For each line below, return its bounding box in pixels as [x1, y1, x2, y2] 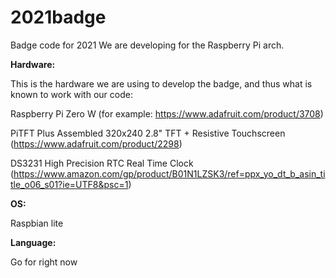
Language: [10, 236, 57, 248]
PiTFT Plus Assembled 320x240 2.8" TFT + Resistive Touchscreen [10, 127, 286, 139]
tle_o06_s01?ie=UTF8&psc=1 [10, 178, 129, 190]
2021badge [10, 6, 107, 29]
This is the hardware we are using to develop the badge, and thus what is [10, 77, 313, 90]
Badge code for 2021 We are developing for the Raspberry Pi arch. [10, 39, 285, 51]
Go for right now [10, 256, 78, 268]
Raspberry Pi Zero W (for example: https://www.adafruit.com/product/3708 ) [10, 107, 324, 120]
